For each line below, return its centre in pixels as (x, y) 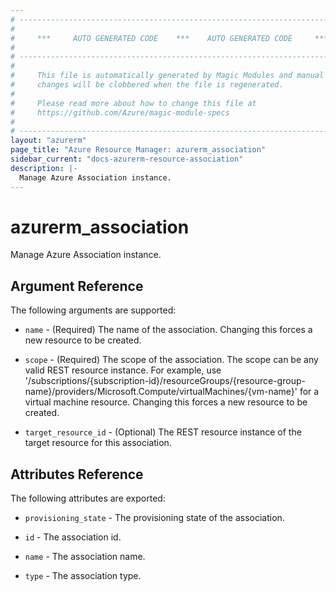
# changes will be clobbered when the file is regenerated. (147, 85)
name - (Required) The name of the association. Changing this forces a (168, 330)
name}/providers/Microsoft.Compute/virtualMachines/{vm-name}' (161, 392)
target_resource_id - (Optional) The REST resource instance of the (163, 432)
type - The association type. (83, 576)
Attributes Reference (77, 474)
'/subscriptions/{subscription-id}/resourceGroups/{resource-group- (165, 381)
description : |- (44, 168)
